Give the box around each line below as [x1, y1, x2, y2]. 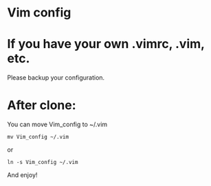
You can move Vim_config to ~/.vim [7, 120, 108, 128]
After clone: [7, 97, 77, 113]
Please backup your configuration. [7, 73, 105, 82]
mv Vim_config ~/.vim [7, 134, 69, 141]
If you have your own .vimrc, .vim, [7, 36, 205, 52]
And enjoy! [7, 171, 38, 179]
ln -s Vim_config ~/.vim [7, 159, 78, 166]
